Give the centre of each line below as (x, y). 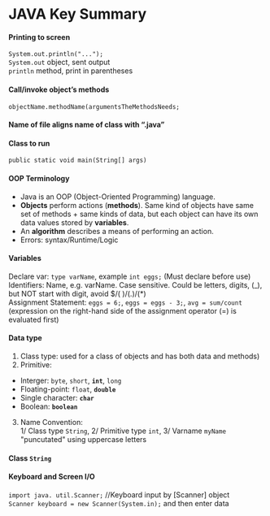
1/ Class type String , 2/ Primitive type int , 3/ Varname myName (123, 431)
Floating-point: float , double (68, 389)
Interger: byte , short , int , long (71, 380)
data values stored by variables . (74, 222)
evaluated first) (34, 319)
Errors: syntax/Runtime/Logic (69, 240)
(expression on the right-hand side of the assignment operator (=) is (123, 310)
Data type (25, 338)
